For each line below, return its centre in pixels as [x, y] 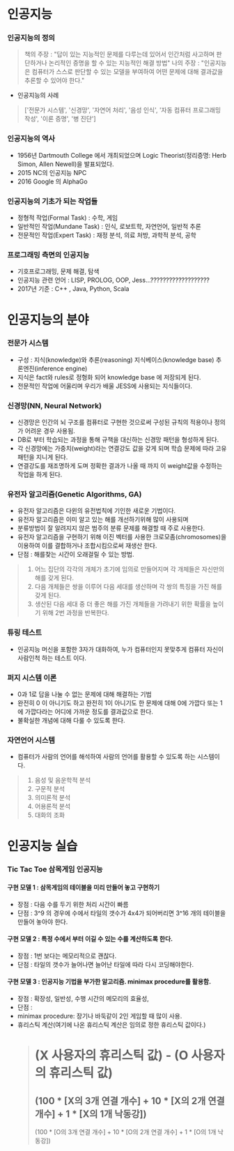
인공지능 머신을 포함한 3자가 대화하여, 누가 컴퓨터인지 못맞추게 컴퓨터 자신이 [120, 649]
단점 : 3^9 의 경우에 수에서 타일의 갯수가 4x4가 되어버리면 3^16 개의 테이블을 [122, 913]
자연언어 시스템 [31, 740]
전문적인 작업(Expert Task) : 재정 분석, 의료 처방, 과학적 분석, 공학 [107, 235]
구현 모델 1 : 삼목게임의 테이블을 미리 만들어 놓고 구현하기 [84, 887]
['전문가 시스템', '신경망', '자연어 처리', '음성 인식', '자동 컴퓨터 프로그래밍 [123, 110]
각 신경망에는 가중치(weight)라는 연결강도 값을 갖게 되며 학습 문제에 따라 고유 [122, 449]
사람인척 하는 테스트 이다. [52, 658]
